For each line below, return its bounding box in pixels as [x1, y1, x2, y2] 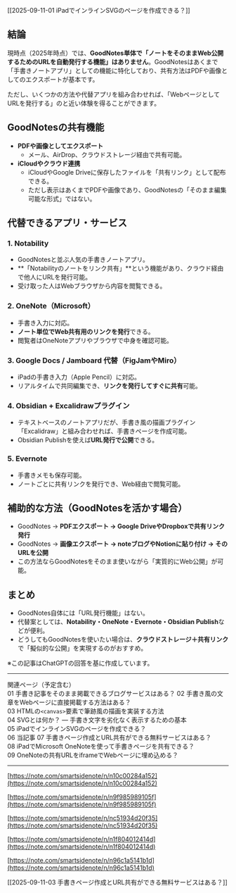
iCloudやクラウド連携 [17, 159, 81, 168]
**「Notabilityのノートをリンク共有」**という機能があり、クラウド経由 [17, 264, 224, 273]
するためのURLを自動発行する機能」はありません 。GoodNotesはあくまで [7, 57, 218, 65]
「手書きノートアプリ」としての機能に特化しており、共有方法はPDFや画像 [7, 66, 222, 75]
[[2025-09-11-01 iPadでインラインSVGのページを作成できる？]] [7, 6, 191, 14]
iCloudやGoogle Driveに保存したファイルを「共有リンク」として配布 [27, 168, 226, 176]
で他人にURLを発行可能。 [17, 273, 92, 282]
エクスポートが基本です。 [25, 75, 99, 83]
